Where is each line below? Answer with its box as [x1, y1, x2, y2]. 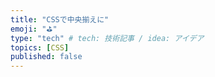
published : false [10, 52, 83, 62]
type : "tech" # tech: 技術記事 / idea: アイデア [10, 33, 205, 43]
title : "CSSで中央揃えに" [10, 14, 110, 25]
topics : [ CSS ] [10, 42, 70, 53]
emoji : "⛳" [10, 24, 58, 34]
